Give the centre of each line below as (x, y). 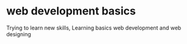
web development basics (71, 11)
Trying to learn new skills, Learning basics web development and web (94, 28)
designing (19, 34)
